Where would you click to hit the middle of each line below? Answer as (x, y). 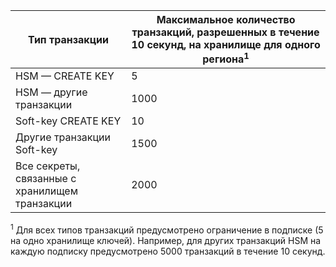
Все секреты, (48, 166)
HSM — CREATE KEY (65, 76)
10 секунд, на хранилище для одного (226, 44)
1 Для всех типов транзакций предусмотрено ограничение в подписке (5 (167, 229)
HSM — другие (51, 92)
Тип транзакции (69, 39)
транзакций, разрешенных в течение (225, 32)
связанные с (46, 179)
